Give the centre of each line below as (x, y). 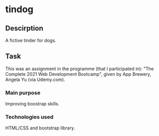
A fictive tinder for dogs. (31, 40)
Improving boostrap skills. (32, 104)
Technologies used (29, 117)
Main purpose (23, 93)
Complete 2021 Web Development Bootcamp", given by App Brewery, (78, 74)
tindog (19, 9)
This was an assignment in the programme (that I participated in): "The (79, 69)
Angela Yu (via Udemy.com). (35, 79)
